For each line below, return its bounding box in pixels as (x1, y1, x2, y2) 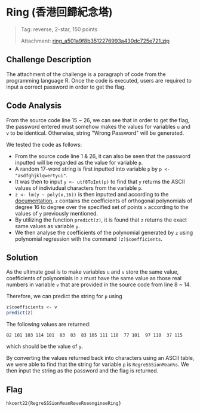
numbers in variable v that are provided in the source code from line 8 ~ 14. (6, 281, 191, 288)
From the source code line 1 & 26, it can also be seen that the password (14, 152, 191, 159)
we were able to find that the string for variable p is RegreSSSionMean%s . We (6, 360, 189, 368)
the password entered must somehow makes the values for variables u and (6, 123, 191, 130)
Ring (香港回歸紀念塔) (6, 5, 113, 19)
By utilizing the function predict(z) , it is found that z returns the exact (14, 216, 187, 223)
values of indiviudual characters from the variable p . (14, 184, 143, 192)
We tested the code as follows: (6, 141, 82, 148)
